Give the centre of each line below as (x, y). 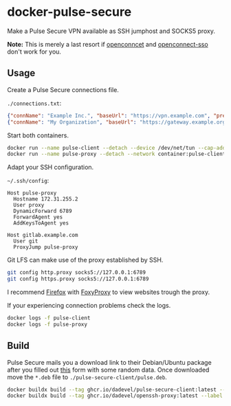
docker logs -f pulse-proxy (47, 324)
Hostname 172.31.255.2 (46, 199)
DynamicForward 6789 (43, 211)
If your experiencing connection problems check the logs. (89, 305)
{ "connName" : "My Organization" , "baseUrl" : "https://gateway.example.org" (118, 122)
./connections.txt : (34, 103)
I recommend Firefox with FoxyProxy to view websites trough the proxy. (109, 292)
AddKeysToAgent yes (41, 223)
